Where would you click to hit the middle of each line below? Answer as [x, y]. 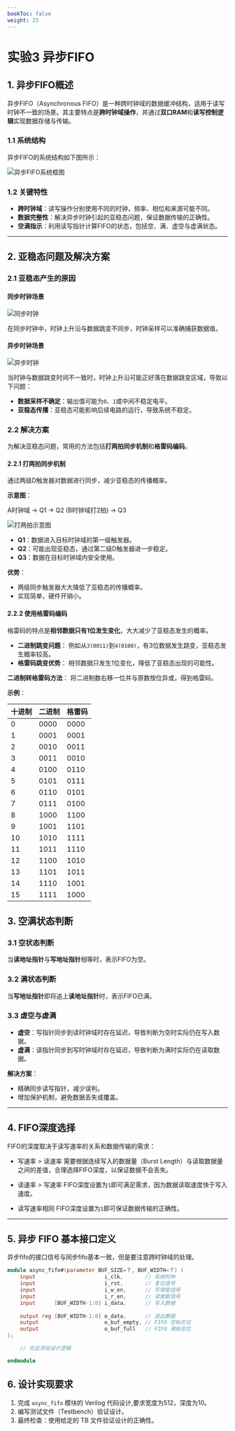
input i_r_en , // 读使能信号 [100, 1297]
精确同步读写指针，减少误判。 [60, 1088]
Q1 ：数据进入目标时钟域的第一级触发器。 [76, 540]
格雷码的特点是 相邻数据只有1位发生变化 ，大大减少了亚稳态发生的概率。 [110, 630]
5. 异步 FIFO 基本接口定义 [62, 1239]
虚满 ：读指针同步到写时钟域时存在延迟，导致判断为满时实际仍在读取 [115, 1050]
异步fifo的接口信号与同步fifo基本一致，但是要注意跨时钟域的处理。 [102, 1257]
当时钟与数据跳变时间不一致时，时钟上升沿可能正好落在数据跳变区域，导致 [114, 377]
